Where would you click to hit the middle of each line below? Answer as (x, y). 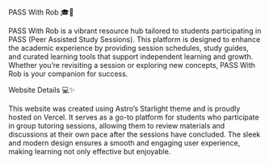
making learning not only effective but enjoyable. (90, 151)
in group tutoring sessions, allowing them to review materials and (117, 126)
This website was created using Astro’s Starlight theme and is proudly (124, 109)
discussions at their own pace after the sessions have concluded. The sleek (134, 134)
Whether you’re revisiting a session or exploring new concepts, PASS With (132, 65)
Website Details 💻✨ (42, 90)
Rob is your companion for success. (68, 74)
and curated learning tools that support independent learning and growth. (131, 57)
